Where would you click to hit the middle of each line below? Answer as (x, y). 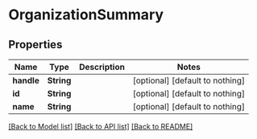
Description (102, 67)
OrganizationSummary (86, 15)
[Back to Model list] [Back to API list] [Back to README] (101, 127)
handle (26, 80)
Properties (35, 45)
